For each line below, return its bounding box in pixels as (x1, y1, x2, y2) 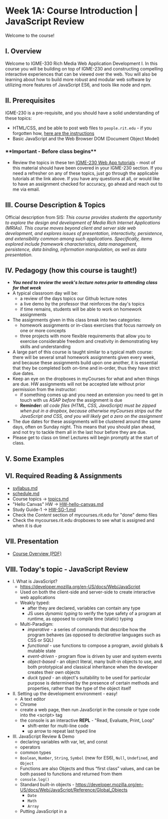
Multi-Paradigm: (20, 621, 54, 627)
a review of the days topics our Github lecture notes (20, 295, 127, 302)
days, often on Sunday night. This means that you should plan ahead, (12, 424, 156, 430)
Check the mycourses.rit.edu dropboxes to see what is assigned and (12, 517, 154, 523)
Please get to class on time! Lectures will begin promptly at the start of (12, 434, 159, 440)
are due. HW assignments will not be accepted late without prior (12, 381, 145, 387)
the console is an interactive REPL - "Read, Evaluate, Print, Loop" (20, 717, 154, 723)
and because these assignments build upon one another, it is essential (12, 360, 158, 366)
